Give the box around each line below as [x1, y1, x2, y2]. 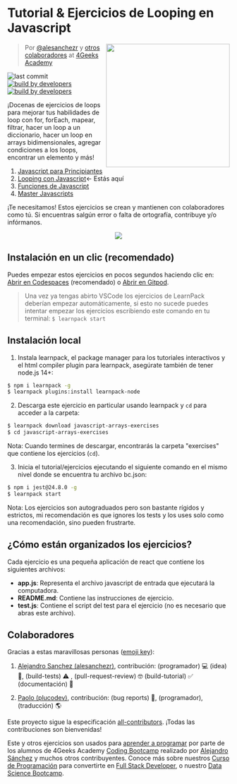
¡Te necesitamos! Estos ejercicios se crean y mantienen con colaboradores [7, 203, 225, 211]
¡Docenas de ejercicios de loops [7, 100, 101, 109]
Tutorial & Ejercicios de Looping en [7, 5, 214, 21]
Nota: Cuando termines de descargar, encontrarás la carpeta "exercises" [7, 442, 219, 450]
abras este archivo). [17, 608, 76, 617]
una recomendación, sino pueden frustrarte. [7, 518, 136, 526]
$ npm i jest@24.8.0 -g [7, 484, 78, 491]
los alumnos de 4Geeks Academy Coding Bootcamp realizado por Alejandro [7, 747, 229, 755]
